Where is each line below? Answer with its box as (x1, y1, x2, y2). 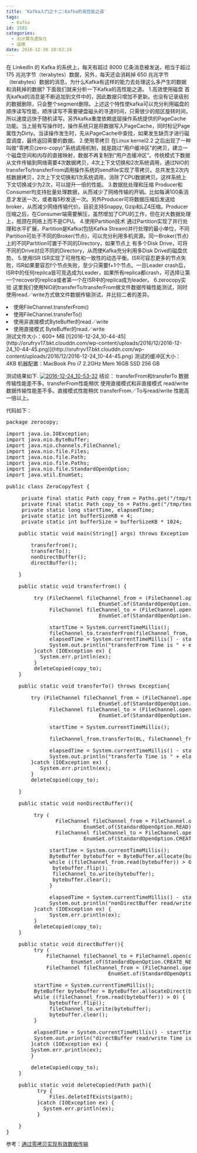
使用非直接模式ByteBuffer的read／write (13, 318, 108, 325)
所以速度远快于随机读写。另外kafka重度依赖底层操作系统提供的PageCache (6, 115, 186, 122)
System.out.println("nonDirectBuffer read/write (49, 900, 192, 907)
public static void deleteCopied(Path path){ (18, 1081, 152, 1088)
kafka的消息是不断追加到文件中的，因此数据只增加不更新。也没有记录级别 (11, 93, 189, 100)
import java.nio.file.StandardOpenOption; (6, 465, 130, 472)
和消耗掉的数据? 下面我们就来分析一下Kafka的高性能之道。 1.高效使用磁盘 (6, 86, 184, 93)
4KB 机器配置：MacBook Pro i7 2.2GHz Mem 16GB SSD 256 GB (6, 360, 160, 367)
